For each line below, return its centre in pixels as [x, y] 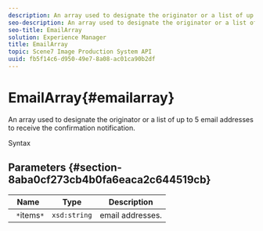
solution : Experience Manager [58, 37]
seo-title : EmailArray [45, 30]
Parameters [37, 168]
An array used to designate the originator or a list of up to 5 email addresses [131, 119]
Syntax [20, 143]
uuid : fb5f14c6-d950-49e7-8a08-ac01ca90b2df [82, 60]
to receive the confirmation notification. [72, 128]
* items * [30, 215]
